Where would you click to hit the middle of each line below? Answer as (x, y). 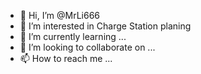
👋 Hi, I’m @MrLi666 (60, 15)
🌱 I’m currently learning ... (73, 36)
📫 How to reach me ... (66, 58)
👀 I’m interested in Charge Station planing (105, 26)
